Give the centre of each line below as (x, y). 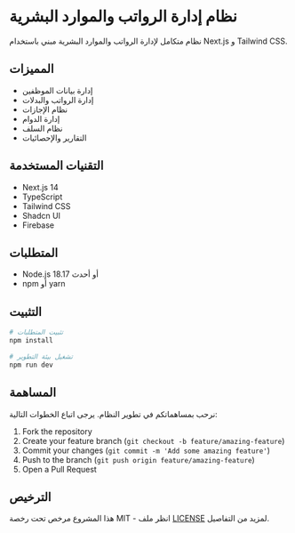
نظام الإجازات (45, 109)
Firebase (38, 225)
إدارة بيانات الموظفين (57, 90)
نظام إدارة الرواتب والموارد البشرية (123, 16)
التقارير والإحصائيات (54, 137)
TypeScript (42, 197)
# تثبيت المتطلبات (36, 332)
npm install (31, 341)
